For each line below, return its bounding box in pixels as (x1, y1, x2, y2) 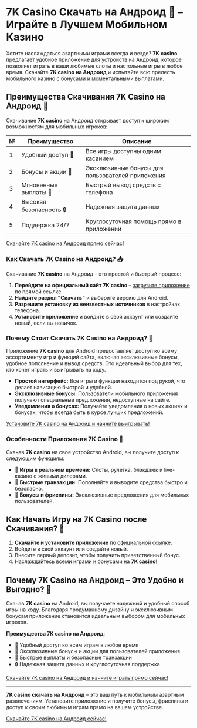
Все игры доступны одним (85, 147, 162, 155)
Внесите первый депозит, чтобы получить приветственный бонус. (14, 552, 181, 559)
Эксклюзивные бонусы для (85, 164, 164, 172)
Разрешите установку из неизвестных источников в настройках (14, 300, 181, 308)
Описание (122, 137, 152, 145)
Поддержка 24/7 (21, 221, 70, 229)
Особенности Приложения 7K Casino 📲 (6, 435, 124, 444)
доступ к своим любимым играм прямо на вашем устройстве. (6, 704, 164, 711)
